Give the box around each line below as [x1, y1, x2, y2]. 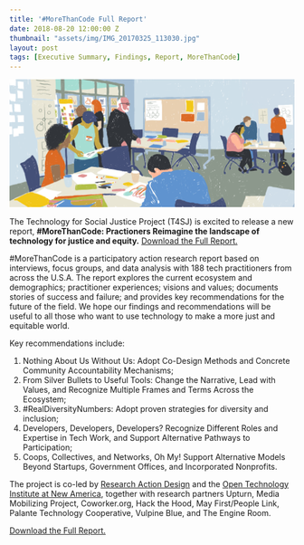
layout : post [9, 43, 59, 53]
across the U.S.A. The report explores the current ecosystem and [9, 272, 252, 282]
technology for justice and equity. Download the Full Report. [9, 235, 238, 246]
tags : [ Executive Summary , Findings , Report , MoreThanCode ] [9, 53, 242, 62]
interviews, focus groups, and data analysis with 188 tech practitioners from [9, 263, 292, 273]
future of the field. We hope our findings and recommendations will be [9, 301, 271, 311]
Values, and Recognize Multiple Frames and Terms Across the [22, 384, 254, 395]
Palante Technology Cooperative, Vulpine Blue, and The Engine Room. [9, 507, 271, 518]
